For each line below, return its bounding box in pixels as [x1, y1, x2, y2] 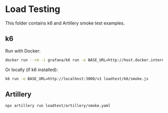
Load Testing [5, 3, 60, 15]
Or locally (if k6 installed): [5, 66, 58, 72]
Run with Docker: [5, 47, 41, 53]
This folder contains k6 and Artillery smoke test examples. [5, 20, 125, 26]
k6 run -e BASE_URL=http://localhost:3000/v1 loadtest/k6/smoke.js [5, 76, 149, 81]
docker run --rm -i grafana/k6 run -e [5, 57, 86, 62]
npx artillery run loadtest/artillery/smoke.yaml [5, 103, 111, 108]
